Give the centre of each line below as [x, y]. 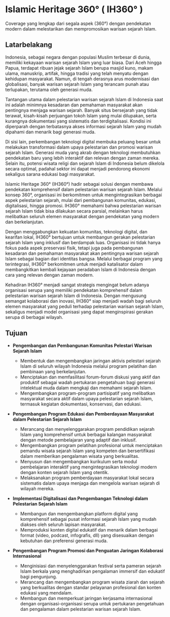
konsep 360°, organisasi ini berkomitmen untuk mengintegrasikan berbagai [84, 195]
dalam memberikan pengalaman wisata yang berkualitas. [80, 456]
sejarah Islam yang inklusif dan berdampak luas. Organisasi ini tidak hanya [83, 242]
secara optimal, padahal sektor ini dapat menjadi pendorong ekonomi [78, 168]
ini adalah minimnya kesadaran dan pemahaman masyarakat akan [74, 105]
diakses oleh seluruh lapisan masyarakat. [63, 524]
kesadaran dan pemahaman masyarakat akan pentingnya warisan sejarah [82, 253]
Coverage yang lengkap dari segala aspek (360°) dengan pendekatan [78, 23]
